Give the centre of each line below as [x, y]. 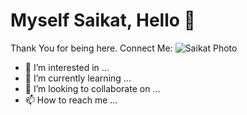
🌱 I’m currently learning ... [78, 78]
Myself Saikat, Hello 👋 [103, 20]
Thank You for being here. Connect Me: [91, 48]
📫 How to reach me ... [71, 100]
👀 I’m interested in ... [67, 67]
